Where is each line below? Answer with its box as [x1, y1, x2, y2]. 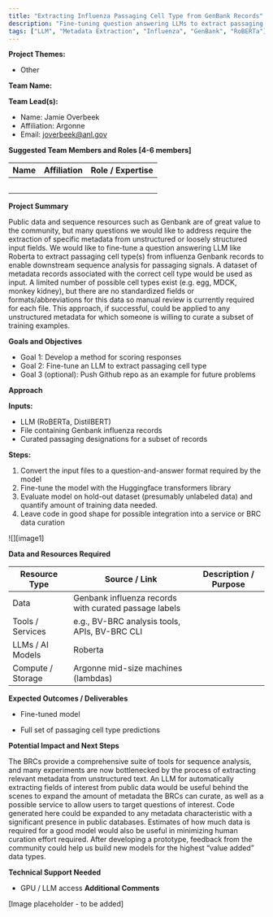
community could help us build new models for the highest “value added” [8, 843, 254, 853]
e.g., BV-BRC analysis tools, [72, 616, 181, 627]
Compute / [12, 662, 54, 674]
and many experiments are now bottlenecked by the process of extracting [8, 766, 256, 775]
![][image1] [8, 534, 45, 544]
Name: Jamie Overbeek [19, 112, 100, 122]
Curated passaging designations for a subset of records [19, 434, 208, 444]
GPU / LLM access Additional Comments [19, 884, 160, 893]
